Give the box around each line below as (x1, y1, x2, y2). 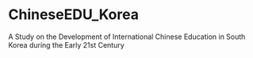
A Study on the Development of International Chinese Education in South (8, 32, 246, 41)
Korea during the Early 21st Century (8, 40, 125, 49)
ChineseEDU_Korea (8, 6, 139, 24)
